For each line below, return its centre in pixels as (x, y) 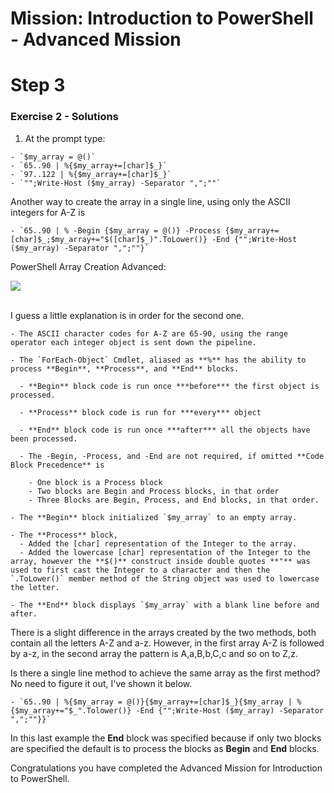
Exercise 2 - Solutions (64, 117)
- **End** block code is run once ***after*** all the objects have (165, 430)
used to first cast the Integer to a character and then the (140, 570)
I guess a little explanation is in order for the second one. (127, 315)
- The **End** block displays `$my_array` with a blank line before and (165, 605)
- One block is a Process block (95, 482)
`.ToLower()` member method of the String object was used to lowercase (165, 578)
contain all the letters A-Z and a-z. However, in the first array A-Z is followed (167, 643)
